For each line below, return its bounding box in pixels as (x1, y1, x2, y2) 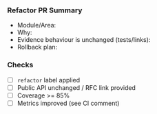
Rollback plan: (17, 43, 58, 52)
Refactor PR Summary (7, 5, 83, 15)
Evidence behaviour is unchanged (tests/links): (17, 36, 151, 44)
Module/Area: (17, 21, 56, 30)
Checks (7, 60, 34, 70)
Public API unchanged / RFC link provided (17, 83, 136, 91)
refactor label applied (17, 76, 81, 84)
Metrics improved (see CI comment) (17, 99, 120, 107)
